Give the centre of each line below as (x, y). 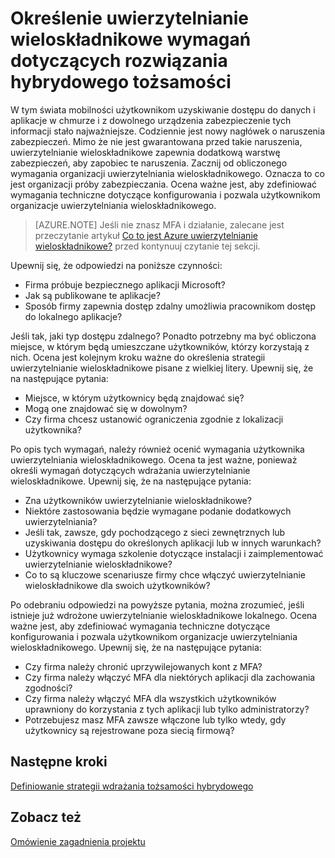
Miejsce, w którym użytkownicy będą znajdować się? (134, 398)
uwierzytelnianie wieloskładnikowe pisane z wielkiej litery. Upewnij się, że (162, 368)
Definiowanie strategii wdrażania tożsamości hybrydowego (132, 786)
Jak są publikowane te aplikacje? (92, 295)
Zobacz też (46, 817)
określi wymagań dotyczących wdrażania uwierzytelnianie (130, 470)
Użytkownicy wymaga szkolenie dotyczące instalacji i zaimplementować (174, 553)
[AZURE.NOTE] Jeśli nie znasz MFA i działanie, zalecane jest (159, 224)
